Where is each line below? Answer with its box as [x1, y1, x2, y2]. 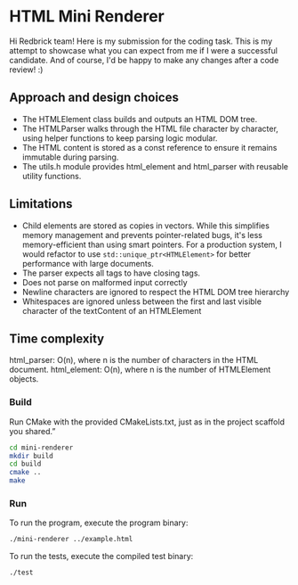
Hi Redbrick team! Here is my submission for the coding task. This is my [9, 36, 273, 46]
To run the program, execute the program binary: [9, 517, 189, 528]
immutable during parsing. [21, 152, 119, 162]
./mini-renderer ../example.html [9, 535, 133, 544]
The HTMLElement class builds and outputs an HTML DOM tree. [21, 113, 258, 124]
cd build [9, 459, 42, 469]
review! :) [9, 64, 44, 75]
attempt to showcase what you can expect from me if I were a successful [9, 45, 278, 55]
